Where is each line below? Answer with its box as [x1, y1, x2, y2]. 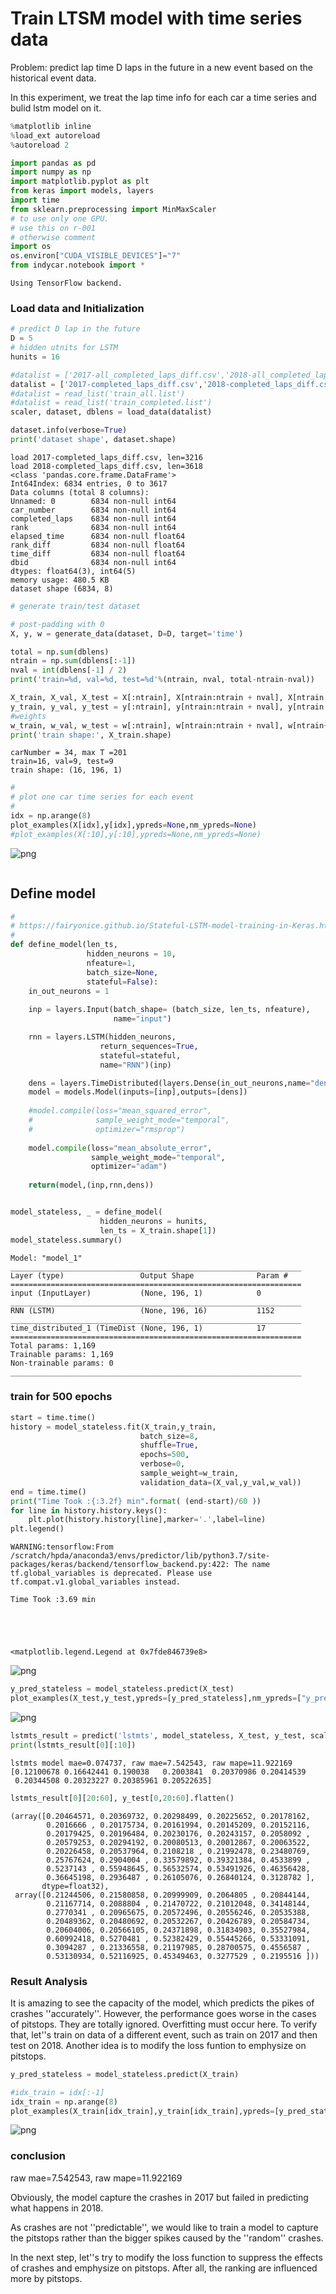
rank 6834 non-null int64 [10, 522, 177, 532]
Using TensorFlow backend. [10, 278, 123, 289]
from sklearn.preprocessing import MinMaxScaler [10, 204, 217, 214]
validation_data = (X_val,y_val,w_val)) [139, 1477, 302, 1487]
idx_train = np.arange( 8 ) [10, 2097, 118, 2107]
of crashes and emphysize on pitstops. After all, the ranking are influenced [10, 2262, 318, 2274]
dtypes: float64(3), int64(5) [10, 566, 137, 576]
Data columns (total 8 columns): [10, 487, 150, 497]
